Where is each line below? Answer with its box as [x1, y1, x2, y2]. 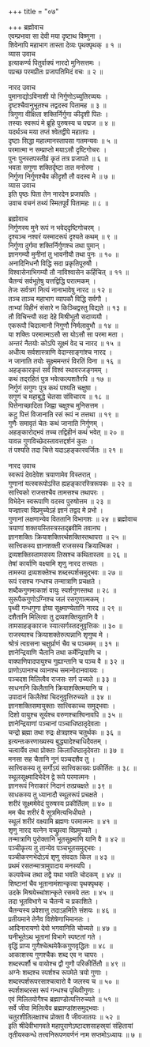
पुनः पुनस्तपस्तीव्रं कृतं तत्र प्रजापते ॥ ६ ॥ [8, 154, 108, 163]
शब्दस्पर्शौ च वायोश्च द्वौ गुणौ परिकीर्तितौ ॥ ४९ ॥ [8, 959, 126, 968]
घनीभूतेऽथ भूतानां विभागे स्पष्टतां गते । [8, 932, 103, 941]
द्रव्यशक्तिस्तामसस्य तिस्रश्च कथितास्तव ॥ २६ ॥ [8, 550, 128, 559]
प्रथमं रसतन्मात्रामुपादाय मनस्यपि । [8, 861, 92, 870]
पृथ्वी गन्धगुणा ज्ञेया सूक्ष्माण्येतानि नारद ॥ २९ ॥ [8, 604, 122, 612]
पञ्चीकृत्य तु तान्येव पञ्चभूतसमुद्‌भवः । [8, 843, 103, 853]
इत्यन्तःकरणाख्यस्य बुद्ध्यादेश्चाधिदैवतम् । [8, 736, 108, 746]
